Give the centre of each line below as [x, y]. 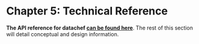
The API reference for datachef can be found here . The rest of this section [100, 28]
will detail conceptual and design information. [63, 34]
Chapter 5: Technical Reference [87, 11]
